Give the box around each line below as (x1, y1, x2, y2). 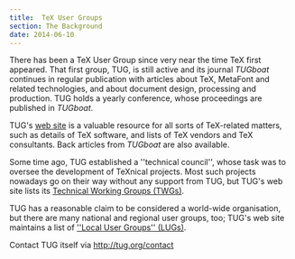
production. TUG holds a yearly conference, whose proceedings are (9, 93, 263, 104)
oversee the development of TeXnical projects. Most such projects (9, 166, 256, 177)
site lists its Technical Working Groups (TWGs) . (9, 186, 185, 197)
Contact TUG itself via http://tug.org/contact (9, 240, 174, 251)
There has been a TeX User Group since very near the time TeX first (9, 55, 262, 66)
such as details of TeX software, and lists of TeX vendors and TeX (9, 130, 254, 141)
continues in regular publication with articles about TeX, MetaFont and (9, 74, 271, 85)
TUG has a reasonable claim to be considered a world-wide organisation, (9, 203, 281, 214)
